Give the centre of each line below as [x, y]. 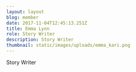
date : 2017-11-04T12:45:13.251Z [47, 23]
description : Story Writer [40, 40]
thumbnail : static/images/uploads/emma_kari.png [68, 46]
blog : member [23, 17]
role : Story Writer [31, 34]
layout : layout [25, 12]
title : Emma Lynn [28, 28]
